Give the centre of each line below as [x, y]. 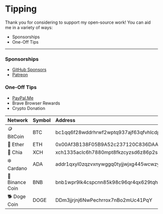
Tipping [21, 9]
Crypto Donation [28, 108]
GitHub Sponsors [29, 70]
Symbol [42, 120]
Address [65, 120]
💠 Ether [16, 144]
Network [18, 120]
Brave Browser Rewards [36, 103]
